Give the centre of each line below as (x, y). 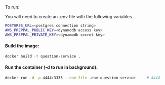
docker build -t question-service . (43, 56)
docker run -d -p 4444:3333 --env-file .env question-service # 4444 (83, 78)
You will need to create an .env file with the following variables (69, 16)
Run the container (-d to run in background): (51, 67)
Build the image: (22, 46)
